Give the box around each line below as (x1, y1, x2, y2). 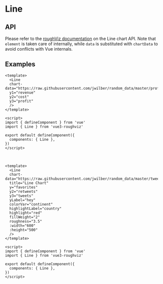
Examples (5, 60, 35, 69)
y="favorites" (9, 185, 38, 189)
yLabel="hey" (9, 197, 36, 203)
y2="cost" (9, 94, 29, 99)
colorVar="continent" (9, 202, 53, 207)
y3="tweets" (9, 193, 34, 198)
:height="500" (9, 227, 38, 232)
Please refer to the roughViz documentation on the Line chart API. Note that (5, 36, 156, 41)
